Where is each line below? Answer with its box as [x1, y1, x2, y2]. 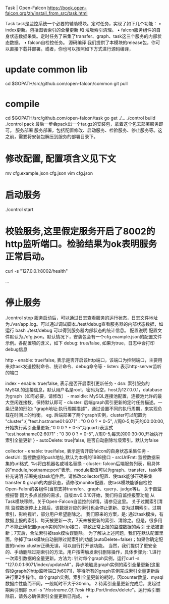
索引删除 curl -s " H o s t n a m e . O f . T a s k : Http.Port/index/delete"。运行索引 [9, 586, 156, 593]
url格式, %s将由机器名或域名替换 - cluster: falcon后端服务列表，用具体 [14, 460, 160, 467]
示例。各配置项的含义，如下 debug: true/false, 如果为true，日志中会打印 [5, 340, 155, 346]
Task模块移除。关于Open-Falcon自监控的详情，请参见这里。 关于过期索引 [5, 498, 158, 505]
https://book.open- [47, 5, 87, 11]
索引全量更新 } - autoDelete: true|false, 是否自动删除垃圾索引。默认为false [5, 437, 159, 443]
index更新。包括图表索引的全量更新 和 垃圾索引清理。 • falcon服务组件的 [5, 27, 156, 33]
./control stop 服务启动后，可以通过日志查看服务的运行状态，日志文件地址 [5, 315, 158, 321]
